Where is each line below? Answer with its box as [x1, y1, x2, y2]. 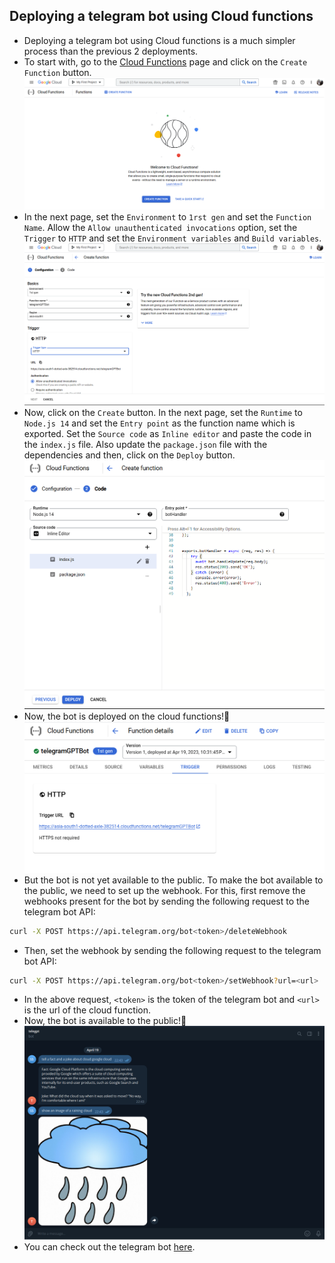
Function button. [23, 66, 92, 78]
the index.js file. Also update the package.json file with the [23, 438, 268, 450]
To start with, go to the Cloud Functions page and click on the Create [23, 55, 308, 68]
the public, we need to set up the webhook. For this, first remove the [23, 884, 306, 896]
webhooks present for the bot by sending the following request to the [23, 895, 311, 907]
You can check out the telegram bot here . [23, 1240, 196, 1253]
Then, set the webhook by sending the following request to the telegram [23, 944, 322, 956]
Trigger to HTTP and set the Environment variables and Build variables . [23, 232, 322, 244]
